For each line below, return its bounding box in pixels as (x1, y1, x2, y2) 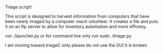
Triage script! (5, 4, 32, 10)
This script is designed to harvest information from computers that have (5, 13, 150, 19)
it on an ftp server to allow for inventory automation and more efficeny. (5, 24, 147, 29)
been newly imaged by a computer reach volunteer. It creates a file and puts (5, 19, 159, 24)
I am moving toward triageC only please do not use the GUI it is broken (5, 42, 147, 48)
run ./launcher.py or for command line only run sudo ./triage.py (5, 33, 132, 39)
